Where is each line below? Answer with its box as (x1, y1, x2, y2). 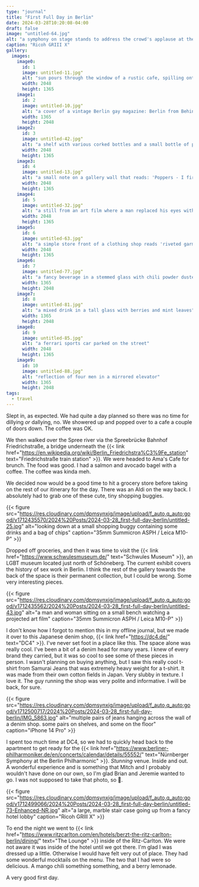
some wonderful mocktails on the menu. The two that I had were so (6, 856, 171, 863)
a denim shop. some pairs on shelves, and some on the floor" (6, 720, 156, 728)
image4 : (17, 191, 36, 197)
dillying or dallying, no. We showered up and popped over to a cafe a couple (6, 418, 192, 425)
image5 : (17, 224, 36, 230)
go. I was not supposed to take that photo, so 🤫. (6, 776, 123, 783)
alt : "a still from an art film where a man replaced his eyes (21, 208, 182, 214)
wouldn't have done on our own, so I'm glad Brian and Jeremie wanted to (6, 770, 185, 777)
